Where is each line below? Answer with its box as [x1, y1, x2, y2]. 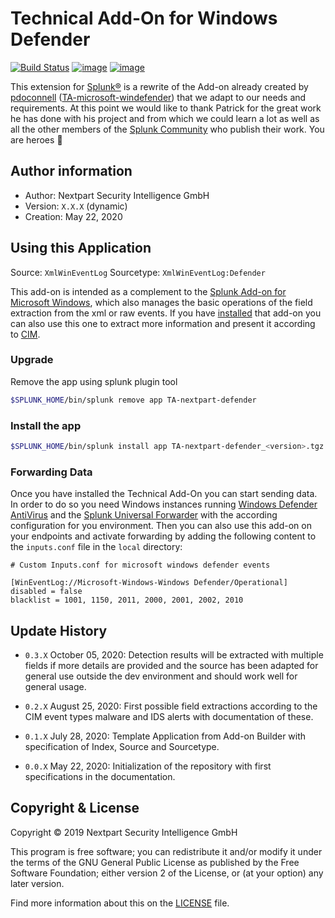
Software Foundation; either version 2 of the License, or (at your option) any [10, 867, 324, 879]
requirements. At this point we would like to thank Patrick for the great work [10, 102, 322, 114]
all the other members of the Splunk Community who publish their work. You [10, 123, 325, 135]
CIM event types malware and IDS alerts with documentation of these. [24, 711, 314, 723]
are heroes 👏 [10, 133, 63, 146]
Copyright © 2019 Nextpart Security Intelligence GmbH [10, 826, 238, 838]
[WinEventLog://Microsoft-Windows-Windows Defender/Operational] [10, 578, 288, 588]
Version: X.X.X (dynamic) [24, 200, 128, 212]
